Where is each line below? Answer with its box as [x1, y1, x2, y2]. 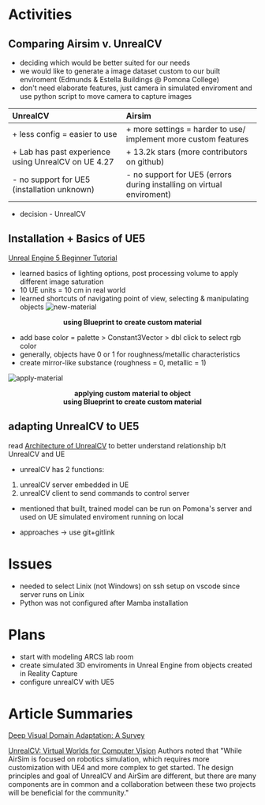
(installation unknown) [12, 184, 95, 195]
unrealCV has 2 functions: [19, 464, 105, 474]
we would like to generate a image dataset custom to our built [19, 66, 221, 76]
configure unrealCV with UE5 [19, 677, 114, 686]
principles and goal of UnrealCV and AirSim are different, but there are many [8, 771, 256, 780]
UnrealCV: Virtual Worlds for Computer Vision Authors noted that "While [8, 746, 242, 756]
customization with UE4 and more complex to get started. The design [8, 763, 234, 773]
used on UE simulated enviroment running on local [19, 512, 184, 521]
